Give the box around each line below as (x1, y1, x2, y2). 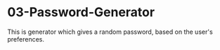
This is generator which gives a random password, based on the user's (7, 27, 213, 36)
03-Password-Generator (7, 4, 155, 20)
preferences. (7, 35, 44, 43)
